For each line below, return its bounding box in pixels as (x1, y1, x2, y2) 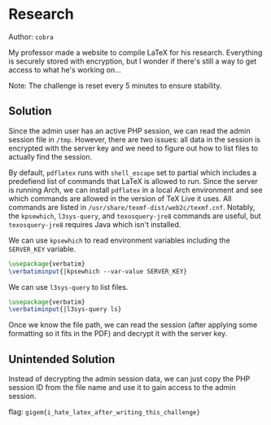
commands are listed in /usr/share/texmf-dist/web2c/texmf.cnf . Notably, (8, 202, 256, 212)
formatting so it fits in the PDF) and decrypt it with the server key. (8, 329, 228, 339)
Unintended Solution (8, 352, 116, 366)
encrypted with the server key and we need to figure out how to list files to (8, 143, 259, 153)
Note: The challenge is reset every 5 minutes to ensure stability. (8, 81, 222, 90)
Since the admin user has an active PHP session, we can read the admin (8, 125, 251, 135)
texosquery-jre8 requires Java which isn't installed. (8, 219, 181, 229)
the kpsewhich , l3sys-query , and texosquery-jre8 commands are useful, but (8, 211, 262, 221)
